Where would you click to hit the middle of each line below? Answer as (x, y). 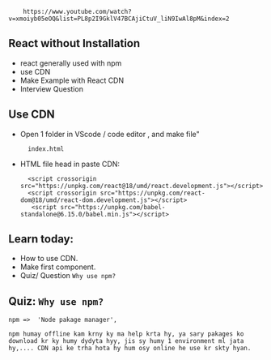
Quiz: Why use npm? (56, 301)
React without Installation (74, 43)
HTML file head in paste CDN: (70, 164)
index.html (46, 149)
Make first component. (58, 267)
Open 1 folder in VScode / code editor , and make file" (110, 134)
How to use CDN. (49, 259)
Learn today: (41, 239)
